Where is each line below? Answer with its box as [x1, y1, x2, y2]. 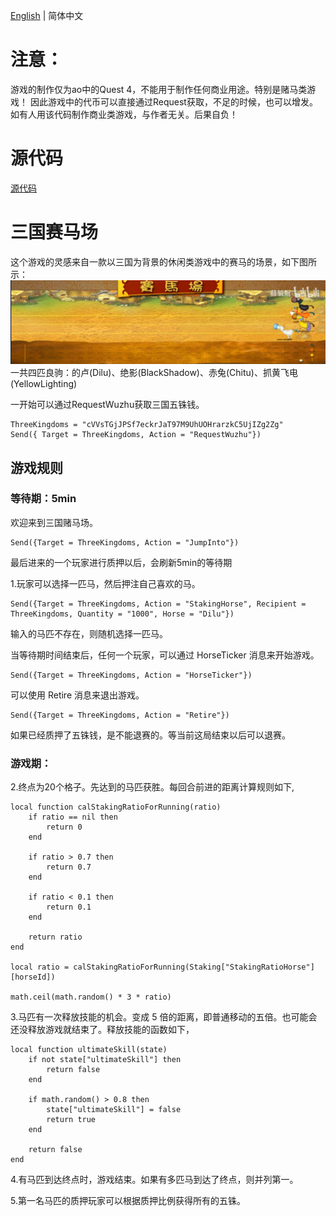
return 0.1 [46, 902, 92, 913]
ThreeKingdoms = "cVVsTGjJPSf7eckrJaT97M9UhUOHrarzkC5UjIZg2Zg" [10, 420, 284, 430]
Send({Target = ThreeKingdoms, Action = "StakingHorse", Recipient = [10, 599, 307, 609]
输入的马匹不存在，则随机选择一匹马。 [10, 627, 168, 639]
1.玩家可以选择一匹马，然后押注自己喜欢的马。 [10, 577, 201, 589]
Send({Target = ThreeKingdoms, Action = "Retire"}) [10, 710, 230, 720]
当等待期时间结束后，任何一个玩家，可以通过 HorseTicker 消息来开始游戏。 [10, 649, 320, 661]
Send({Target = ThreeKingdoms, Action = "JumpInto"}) [10, 537, 240, 548]
